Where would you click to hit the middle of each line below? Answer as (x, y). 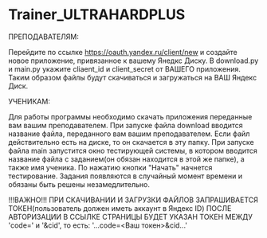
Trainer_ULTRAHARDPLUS (97, 15)
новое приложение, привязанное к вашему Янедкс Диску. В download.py (133, 60)
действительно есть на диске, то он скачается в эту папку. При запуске (131, 142)
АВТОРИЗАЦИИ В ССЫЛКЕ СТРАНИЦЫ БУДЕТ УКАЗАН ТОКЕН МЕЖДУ (131, 217)
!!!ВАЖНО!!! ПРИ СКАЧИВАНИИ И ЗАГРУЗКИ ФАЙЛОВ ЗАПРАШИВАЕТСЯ (133, 200)
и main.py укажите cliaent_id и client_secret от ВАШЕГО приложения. (125, 68)
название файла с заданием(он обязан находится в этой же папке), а (126, 159)
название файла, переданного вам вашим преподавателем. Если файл (129, 134)
